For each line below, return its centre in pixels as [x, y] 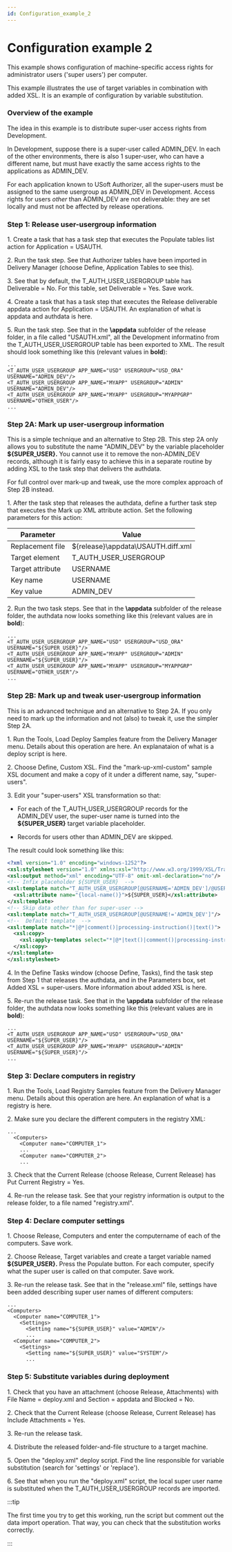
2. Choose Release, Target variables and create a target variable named [109, 1256]
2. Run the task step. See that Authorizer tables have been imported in [107, 260]
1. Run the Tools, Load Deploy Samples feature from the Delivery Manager [112, 739]
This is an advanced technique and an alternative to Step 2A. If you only [109, 711]
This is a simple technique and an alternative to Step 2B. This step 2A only [113, 440]
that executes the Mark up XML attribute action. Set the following [100, 510]
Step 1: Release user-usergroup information [82, 224]
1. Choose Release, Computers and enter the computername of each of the [114, 1236]
